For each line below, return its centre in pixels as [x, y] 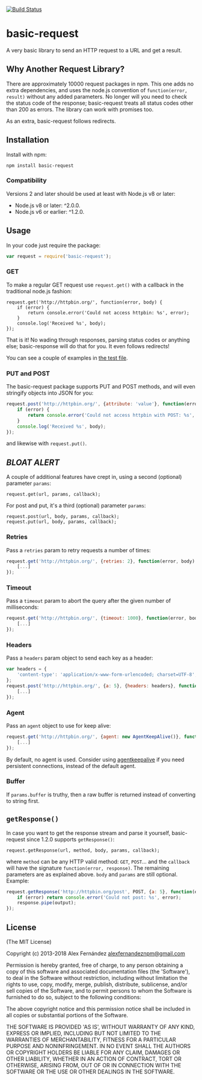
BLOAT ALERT [33, 462]
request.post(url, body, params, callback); [63, 517]
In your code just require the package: [54, 245]
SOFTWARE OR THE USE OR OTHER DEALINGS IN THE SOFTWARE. [90, 1072]
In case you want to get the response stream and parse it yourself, [88, 833]
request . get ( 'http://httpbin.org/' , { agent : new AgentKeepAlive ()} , [94, 737]
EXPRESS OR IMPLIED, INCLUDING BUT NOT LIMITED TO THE [84, 1033]
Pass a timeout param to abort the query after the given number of [89, 601]
